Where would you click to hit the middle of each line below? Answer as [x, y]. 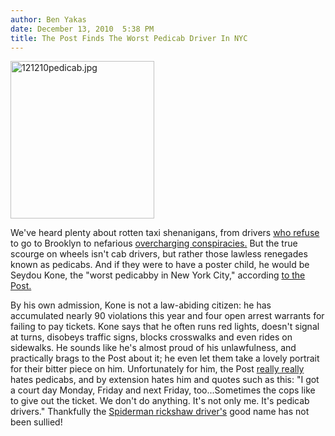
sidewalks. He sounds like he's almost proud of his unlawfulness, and [153, 348]
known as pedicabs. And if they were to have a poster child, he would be [160, 265]
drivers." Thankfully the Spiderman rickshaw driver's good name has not [160, 412]
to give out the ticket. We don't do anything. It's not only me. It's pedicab [160, 401]
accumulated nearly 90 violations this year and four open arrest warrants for [167, 316]
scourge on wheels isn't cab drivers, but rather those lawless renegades [159, 254]
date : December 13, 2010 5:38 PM [82, 29]
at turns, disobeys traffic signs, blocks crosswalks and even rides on [151, 337]
